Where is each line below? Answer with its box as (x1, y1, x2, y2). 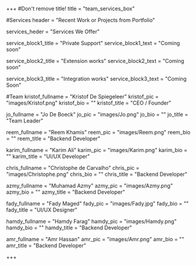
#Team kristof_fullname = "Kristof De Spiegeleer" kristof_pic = (6, 93, 159, 100)
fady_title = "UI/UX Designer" (6, 206, 78, 213)
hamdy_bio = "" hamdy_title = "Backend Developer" (6, 224, 132, 231)
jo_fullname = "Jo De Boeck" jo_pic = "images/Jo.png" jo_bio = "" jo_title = (6, 111, 188, 118)
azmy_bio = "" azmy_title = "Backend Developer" (6, 188, 125, 195)
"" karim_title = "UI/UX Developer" (6, 153, 90, 160)
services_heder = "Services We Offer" (6, 28, 100, 35)
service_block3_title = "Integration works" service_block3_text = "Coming (6, 75, 187, 82)
